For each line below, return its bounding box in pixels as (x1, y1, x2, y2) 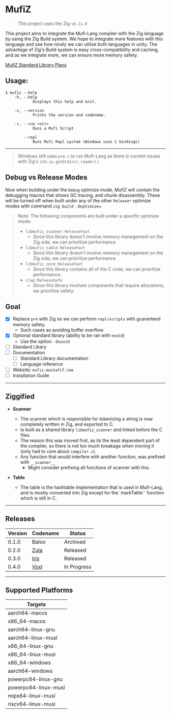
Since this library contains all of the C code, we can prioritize (33, 266, 161, 272)
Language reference (20, 361, 63, 367)
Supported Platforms (5, 586, 73, 594)
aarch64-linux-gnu (8, 626, 55, 633)
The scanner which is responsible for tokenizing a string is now (20, 415, 153, 421)
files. (20, 432, 31, 438)
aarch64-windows (8, 668, 53, 675)
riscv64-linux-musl (8, 701, 56, 708)
